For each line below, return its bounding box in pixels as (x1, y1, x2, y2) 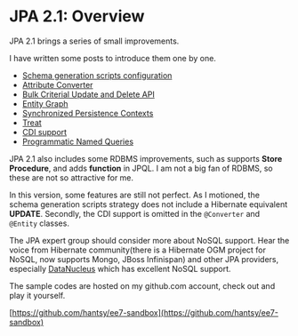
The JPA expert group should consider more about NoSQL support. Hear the (9, 235, 290, 245)
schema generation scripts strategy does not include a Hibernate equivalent (9, 198, 288, 210)
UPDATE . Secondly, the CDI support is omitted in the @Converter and (9, 208, 261, 219)
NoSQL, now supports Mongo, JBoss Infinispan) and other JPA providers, (9, 253, 279, 264)
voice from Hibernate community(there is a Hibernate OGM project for (9, 244, 267, 255)
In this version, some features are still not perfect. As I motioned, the (9, 189, 261, 200)
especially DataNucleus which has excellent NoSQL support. (9, 263, 231, 274)
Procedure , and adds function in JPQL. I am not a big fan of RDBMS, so (9, 163, 273, 173)
